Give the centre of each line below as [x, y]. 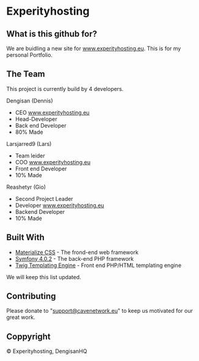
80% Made [29, 132]
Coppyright [28, 336]
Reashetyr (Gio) [26, 187]
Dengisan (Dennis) [30, 100]
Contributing [31, 297]
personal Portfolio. [30, 55]
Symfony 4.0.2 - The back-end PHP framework [74, 258]
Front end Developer [41, 169]
